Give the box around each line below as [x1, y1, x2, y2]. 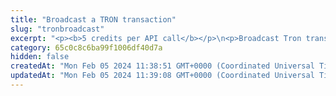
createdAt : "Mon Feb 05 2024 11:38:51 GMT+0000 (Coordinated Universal [10, 61, 315, 71]
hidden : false [10, 52, 70, 62]
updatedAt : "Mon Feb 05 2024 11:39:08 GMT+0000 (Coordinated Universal [10, 71, 315, 81]
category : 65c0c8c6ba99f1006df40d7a [10, 42, 163, 53]
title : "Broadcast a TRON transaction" [10, 14, 177, 25]
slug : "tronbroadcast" [10, 24, 105, 34]
